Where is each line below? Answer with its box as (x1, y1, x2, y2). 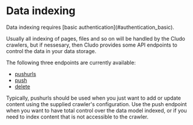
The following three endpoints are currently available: (6, 59, 136, 66)
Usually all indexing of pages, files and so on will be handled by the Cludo (6, 35, 185, 42)
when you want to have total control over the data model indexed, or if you (6, 107, 187, 114)
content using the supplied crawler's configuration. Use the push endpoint (6, 100, 187, 107)
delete (14, 83, 31, 90)
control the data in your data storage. (6, 47, 96, 54)
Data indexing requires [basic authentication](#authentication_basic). (6, 24, 175, 31)
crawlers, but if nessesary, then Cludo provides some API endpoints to (6, 41, 178, 48)
